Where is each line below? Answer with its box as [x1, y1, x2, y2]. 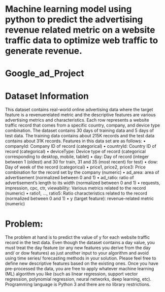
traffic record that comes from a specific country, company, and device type [5, 122, 160, 129]
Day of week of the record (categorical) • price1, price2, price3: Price [5, 164, 146, 170]
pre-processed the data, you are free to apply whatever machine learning [5, 266, 154, 272]
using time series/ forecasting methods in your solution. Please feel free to [5, 255, 157, 261]
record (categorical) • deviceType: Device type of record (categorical [5, 149, 146, 155]
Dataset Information [5, 90, 89, 101]
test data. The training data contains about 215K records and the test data [5, 133, 155, 139]
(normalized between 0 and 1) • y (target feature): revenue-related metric [5, 195, 154, 201]
